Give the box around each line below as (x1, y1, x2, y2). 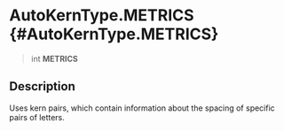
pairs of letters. (9, 112, 65, 122)
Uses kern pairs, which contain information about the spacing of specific (9, 103, 275, 113)
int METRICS (30, 53, 78, 64)
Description (9, 79, 75, 94)
